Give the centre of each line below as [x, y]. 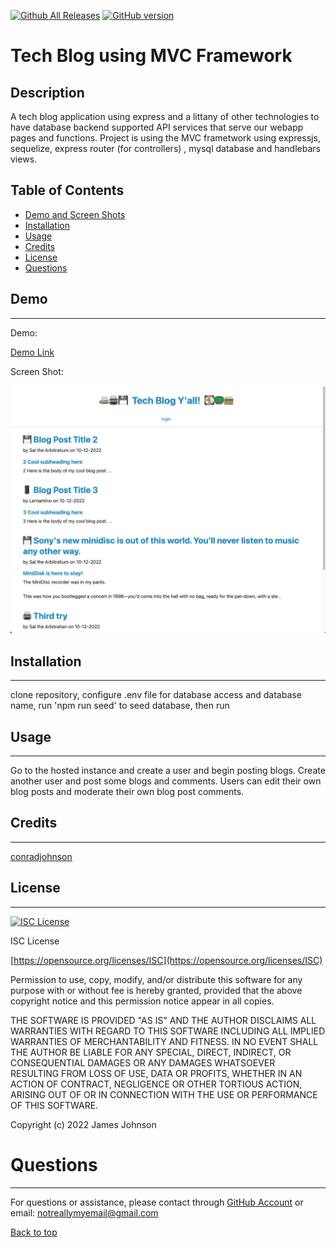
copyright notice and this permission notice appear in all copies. [142, 1001]
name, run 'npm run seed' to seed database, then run [120, 706]
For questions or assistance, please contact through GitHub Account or [157, 1202]
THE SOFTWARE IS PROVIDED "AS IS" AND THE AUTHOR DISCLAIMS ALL [163, 1020]
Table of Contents [67, 190]
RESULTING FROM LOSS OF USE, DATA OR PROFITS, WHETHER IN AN [156, 1073]
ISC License [35, 941]
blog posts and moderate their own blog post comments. [127, 791]
